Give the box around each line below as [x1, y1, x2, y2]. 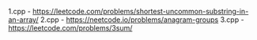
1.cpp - [8, 7, 32, 16]
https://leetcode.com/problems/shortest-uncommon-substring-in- [32, 7, 249, 16]
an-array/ [8, 15, 39, 24]
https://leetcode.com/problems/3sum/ [8, 24, 133, 32]
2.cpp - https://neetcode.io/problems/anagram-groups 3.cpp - [40, 15, 244, 24]
